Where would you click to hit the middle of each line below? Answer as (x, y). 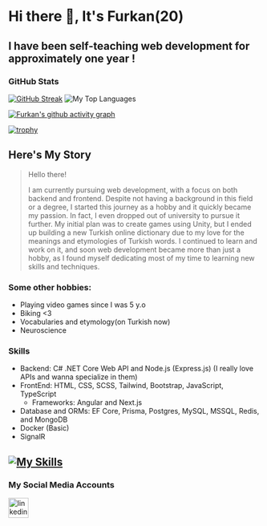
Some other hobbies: (50, 287)
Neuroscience (43, 330)
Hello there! (47, 174)
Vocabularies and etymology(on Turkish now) (95, 322)
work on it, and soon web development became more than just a (134, 249)
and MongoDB (44, 419)
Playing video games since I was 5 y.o (83, 305)
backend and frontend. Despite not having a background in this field (140, 198)
